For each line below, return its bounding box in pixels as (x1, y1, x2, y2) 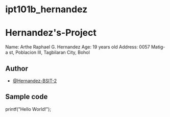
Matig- (151, 44, 165, 50)
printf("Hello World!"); (5, 106, 52, 112)
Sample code (5, 92, 48, 101)
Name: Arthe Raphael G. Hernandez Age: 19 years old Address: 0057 (5, 44, 150, 50)
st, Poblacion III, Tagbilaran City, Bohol (9, 50, 90, 56)
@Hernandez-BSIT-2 (12, 78, 57, 84)
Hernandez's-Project (5, 27, 97, 39)
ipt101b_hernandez (5, 4, 88, 15)
